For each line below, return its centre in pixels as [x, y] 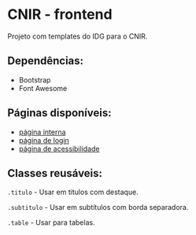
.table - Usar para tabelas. [51, 222]
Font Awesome [43, 88]
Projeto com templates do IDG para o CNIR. [78, 36]
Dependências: [46, 61]
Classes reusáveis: [55, 173]
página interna [42, 132]
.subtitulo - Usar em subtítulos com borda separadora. [98, 207]
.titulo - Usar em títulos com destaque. [73, 192]
